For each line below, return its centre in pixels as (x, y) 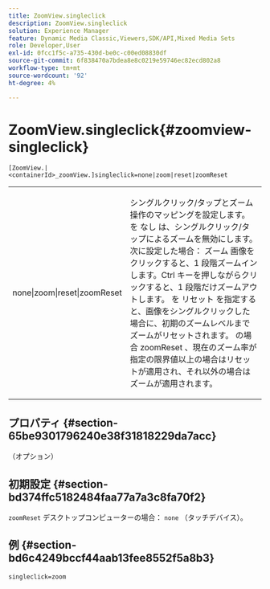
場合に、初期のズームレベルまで (190, 324)
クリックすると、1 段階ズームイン (194, 264)
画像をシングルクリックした (198, 312)
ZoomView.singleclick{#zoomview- (130, 130)
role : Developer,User (45, 46)
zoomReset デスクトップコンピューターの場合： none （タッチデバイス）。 (128, 517)
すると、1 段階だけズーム (194, 288)
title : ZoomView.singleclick (57, 16)
